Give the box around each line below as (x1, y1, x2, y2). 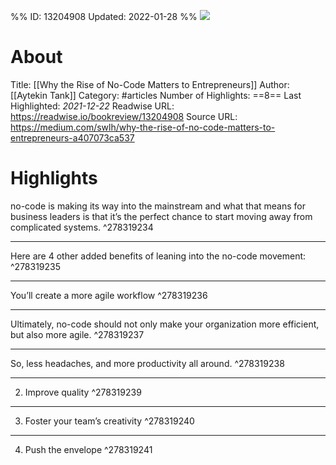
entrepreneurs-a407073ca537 (10, 131, 135, 144)
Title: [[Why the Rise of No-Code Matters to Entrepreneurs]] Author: (10, 78, 290, 90)
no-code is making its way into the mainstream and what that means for (10, 200, 306, 212)
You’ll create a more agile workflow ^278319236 (10, 289, 208, 301)
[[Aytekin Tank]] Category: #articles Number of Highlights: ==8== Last (10, 89, 302, 101)
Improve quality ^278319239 (24, 386, 142, 398)
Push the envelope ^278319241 (24, 443, 153, 455)
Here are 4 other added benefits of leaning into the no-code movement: (10, 250, 307, 262)
